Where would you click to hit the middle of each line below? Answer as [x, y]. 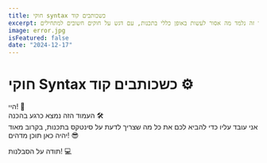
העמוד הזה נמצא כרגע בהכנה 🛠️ [56, 115]
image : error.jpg [37, 30]
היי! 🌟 [17, 107]
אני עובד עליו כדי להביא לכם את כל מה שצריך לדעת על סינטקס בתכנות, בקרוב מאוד [133, 127]
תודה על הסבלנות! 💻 [40, 151]
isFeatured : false [39, 38]
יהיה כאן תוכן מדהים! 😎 [44, 135]
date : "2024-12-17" [41, 45]
